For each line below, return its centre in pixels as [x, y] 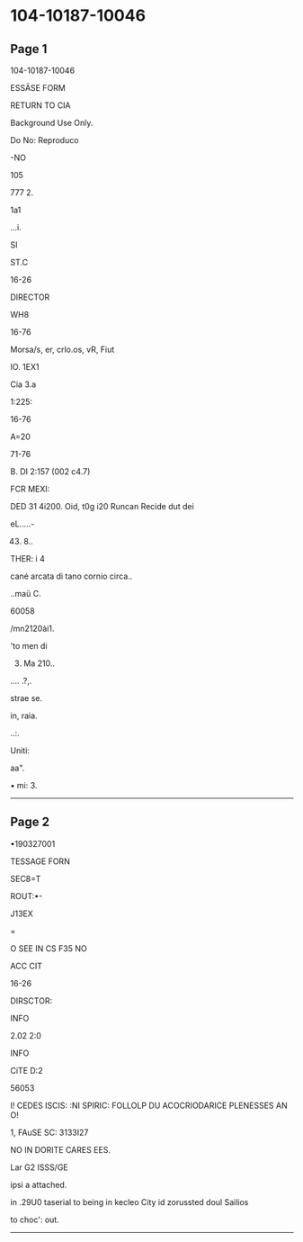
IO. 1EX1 [25, 367]
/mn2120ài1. [32, 628]
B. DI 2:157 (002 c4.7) [50, 472]
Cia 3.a [23, 384]
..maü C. [26, 594]
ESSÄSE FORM [38, 88]
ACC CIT [27, 966]
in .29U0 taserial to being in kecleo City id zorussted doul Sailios [129, 1201]
